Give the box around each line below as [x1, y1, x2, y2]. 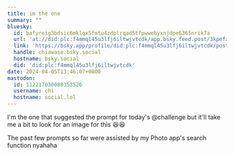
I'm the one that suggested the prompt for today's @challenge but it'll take [7, 113, 221, 121]
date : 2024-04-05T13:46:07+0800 [7, 68, 101, 75]
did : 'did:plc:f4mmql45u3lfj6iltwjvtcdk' [13, 62, 136, 69]
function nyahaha [7, 141, 58, 149]
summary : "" [7, 17, 42, 24]
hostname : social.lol [13, 94, 77, 101]
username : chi [13, 87, 54, 94]
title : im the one [7, 10, 61, 17]
